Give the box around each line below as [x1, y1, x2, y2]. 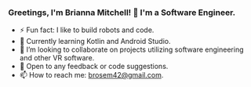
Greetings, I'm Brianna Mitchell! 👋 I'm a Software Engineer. [8, 7, 236, 18]
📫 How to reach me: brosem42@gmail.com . [19, 71, 164, 80]
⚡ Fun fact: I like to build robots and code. [19, 25, 155, 34]
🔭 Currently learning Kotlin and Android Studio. [19, 37, 171, 46]
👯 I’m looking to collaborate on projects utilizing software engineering [19, 45, 245, 54]
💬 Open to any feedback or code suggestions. [19, 62, 169, 71]
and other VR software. [19, 53, 95, 63]
